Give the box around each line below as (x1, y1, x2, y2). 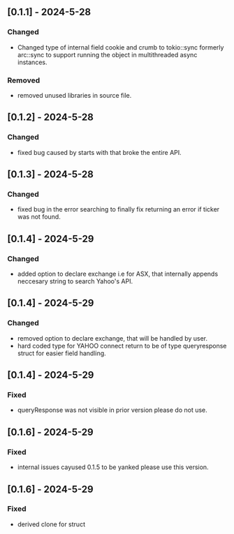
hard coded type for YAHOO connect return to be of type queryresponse (17, 341, 227, 350)
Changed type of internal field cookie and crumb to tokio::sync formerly (17, 43, 224, 52)
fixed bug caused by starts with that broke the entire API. (17, 148, 182, 156)
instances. (17, 58, 47, 66)
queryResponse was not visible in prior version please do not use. (17, 406, 207, 415)
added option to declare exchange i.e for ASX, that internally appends (17, 269, 219, 279)
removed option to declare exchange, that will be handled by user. (17, 334, 208, 342)
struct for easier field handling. (17, 349, 106, 357)
